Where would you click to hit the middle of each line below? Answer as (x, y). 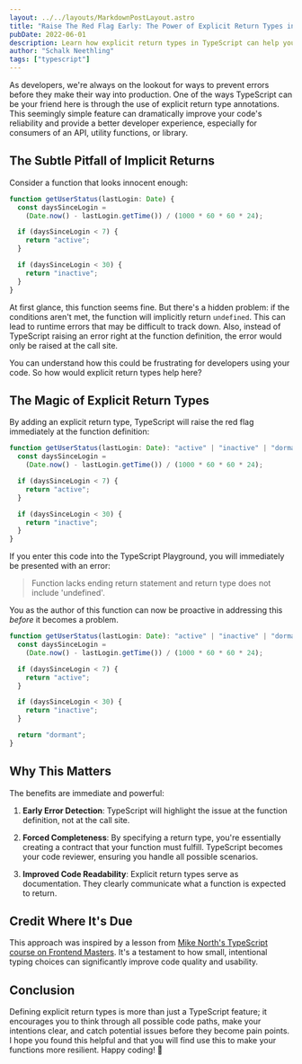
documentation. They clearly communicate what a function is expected (154, 883)
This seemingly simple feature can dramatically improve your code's (136, 114)
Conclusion (42, 990)
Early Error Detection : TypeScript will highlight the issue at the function (155, 811)
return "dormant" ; (52, 735)
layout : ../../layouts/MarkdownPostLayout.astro (102, 18)
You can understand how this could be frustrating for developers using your (150, 363)
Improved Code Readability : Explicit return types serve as (130, 873)
